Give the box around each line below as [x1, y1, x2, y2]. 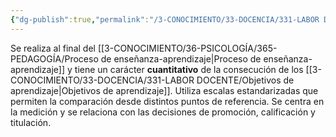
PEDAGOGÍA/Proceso [10, 52, 99, 65]
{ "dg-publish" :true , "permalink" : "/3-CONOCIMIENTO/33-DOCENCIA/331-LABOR [10, 14, 320, 25]
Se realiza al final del [10, 42, 96, 54]
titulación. [10, 116, 52, 128]
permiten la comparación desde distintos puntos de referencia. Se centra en [10, 95, 325, 107]
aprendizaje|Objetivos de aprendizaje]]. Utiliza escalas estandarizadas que [10, 84, 319, 96]
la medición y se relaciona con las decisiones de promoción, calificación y [10, 106, 316, 118]
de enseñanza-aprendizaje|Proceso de [100, 52, 262, 65]
